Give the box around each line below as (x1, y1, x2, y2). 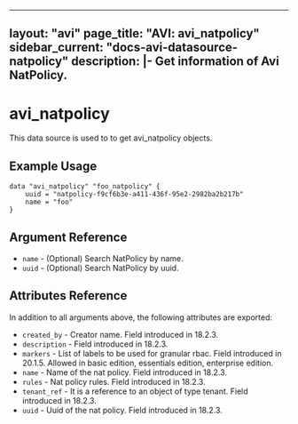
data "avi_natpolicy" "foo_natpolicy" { (9, 182, 161, 191)
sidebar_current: (9, 40, 104, 55)
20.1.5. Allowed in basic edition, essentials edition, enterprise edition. (21, 357, 273, 368)
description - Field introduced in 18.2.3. (21, 339, 169, 349)
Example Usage (9, 158, 98, 173)
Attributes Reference (9, 288, 128, 303)
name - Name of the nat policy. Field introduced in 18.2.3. (21, 366, 228, 378)
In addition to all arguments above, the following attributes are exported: (9, 312, 273, 323)
